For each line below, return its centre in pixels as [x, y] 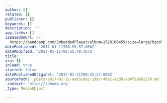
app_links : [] [20, 33]
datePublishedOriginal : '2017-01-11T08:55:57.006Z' [60, 75]
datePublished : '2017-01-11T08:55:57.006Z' [51, 47]
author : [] [16, 10]
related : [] [17, 14]
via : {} [13, 61]
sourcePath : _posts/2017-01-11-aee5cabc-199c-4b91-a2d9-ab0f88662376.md [82, 79]
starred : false [21, 70]
